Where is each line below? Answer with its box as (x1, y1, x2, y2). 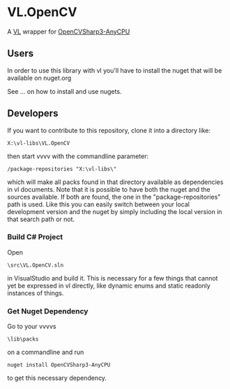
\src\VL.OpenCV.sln (7, 262, 64, 269)
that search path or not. (7, 215, 75, 223)
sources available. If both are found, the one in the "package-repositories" (7, 192, 221, 201)
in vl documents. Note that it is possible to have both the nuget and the (7, 185, 210, 193)
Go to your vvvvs (7, 323, 56, 331)
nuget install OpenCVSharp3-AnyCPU (7, 362, 111, 369)
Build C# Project (7, 232, 63, 242)
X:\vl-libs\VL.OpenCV (7, 139, 70, 147)
